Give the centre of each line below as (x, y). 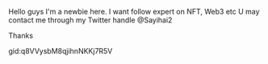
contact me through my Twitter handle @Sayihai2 (90, 20)
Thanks (21, 36)
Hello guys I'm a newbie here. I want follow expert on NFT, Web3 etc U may (134, 12)
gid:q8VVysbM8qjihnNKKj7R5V (61, 51)
